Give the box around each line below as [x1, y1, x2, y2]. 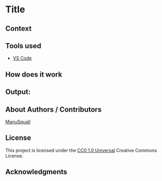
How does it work [5, 70, 63, 79]
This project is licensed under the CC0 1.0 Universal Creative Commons [5, 147, 157, 153]
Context [5, 24, 32, 33]
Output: [5, 87, 31, 96]
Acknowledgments [5, 168, 68, 176]
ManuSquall [5, 118, 31, 124]
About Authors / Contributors [5, 105, 102, 114]
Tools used [5, 41, 42, 50]
